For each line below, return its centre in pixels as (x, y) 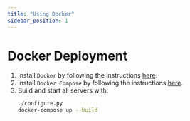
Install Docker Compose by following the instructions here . (100, 83)
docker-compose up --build (58, 110)
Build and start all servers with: (63, 90)
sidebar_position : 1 (38, 21)
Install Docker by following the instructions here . (88, 75)
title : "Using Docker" (41, 14)
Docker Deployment (68, 56)
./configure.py (40, 104)
